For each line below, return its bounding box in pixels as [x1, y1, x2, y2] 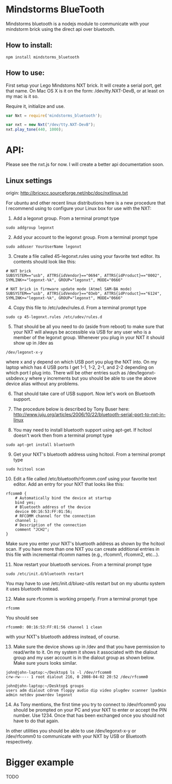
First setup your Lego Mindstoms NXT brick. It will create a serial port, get [6, 82, 162, 88]
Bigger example [6, 757, 74, 769]
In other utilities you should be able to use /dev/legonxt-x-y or [6, 727, 136, 734]
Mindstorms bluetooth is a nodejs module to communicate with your [6, 21, 149, 27]
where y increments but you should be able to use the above [29, 375, 157, 381]
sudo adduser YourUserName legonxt [6, 244, 82, 249]
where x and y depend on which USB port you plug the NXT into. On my [6, 359, 158, 365]
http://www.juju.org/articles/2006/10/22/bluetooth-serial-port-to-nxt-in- [13, 411, 166, 417]
